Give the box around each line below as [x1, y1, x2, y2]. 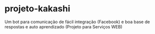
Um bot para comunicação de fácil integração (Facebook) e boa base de [4, 19, 150, 25]
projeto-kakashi [4, 3, 70, 14]
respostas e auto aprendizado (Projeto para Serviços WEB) [4, 24, 122, 29]
